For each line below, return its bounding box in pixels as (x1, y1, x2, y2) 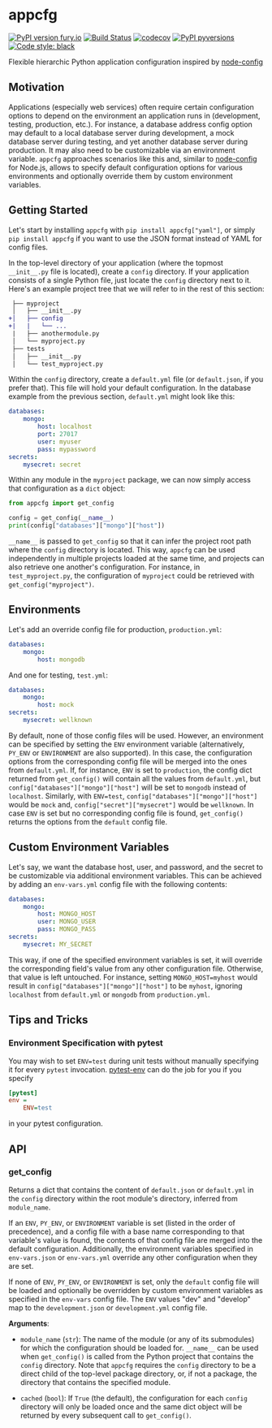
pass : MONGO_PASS (37, 925, 96, 933)
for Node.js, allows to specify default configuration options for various (8, 162, 244, 172)
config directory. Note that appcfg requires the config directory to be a (19, 1360, 257, 1370)
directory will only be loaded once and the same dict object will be (19, 1401, 243, 1411)
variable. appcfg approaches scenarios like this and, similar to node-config (8, 154, 257, 163)
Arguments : (8, 1318, 50, 1328)
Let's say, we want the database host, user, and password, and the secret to (8, 862, 264, 872)
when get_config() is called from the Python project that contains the (19, 1351, 254, 1361)
